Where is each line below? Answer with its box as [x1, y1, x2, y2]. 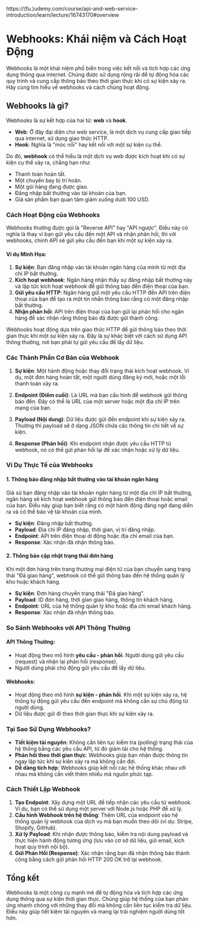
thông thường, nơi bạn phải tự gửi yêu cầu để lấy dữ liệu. [6, 339, 144, 346]
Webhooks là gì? [6, 101, 69, 111]
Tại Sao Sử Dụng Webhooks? [6, 725, 91, 733]
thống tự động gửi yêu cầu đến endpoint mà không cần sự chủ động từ [14, 698, 188, 705]
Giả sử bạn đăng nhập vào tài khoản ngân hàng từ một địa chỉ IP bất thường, [6, 489, 193, 496]
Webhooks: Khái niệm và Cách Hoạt [6, 32, 187, 46]
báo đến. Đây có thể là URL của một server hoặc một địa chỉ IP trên [14, 398, 180, 405]
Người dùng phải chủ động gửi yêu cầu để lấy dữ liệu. [14, 664, 146, 671]
